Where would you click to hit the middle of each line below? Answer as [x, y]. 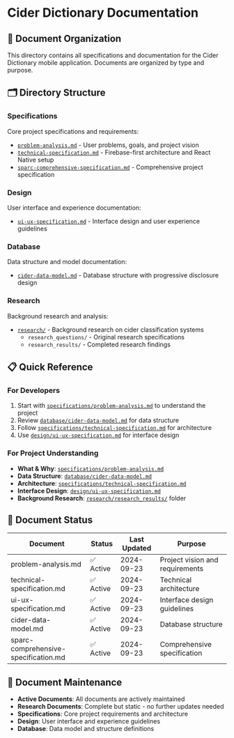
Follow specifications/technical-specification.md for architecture [115, 428]
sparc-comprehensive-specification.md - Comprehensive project [110, 167]
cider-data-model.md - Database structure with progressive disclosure [118, 275]
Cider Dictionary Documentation [103, 13]
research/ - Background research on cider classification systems [110, 330]
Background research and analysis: [58, 316]
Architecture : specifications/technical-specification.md [102, 483]
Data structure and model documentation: [67, 262]
